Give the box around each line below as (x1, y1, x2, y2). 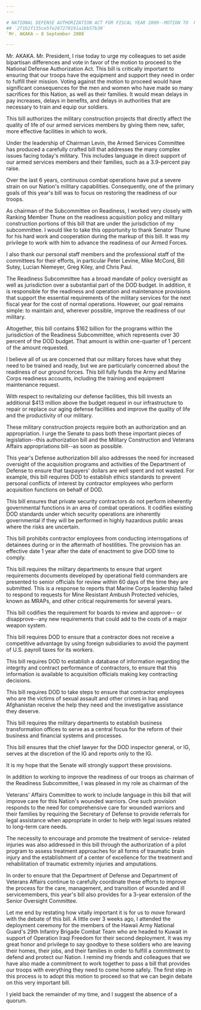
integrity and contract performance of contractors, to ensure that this (6, 664, 177, 672)
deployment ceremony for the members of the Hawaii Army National (6, 922, 175, 929)
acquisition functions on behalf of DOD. (6, 486, 103, 494)
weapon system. (6, 622, 47, 629)
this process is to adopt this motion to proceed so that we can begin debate (6, 973, 193, 980)
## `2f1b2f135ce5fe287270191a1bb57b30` (6, 25, 106, 31)
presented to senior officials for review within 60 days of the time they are (6, 578, 188, 585)
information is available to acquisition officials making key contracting (6, 671, 178, 678)
